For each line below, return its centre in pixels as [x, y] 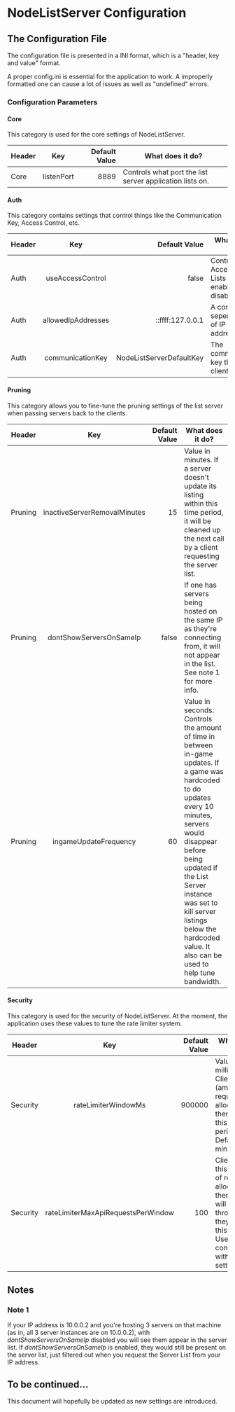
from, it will [202, 646]
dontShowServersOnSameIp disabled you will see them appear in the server [117, 1340]
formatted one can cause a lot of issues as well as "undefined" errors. [108, 84]
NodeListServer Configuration [97, 13]
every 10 [199, 806]
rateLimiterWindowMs [109, 1105]
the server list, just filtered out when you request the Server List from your [114, 1355]
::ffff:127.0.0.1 [180, 320]
